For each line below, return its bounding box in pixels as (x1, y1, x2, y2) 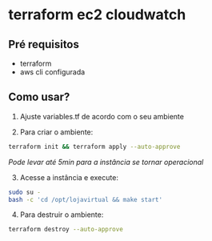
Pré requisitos (8, 38, 80, 51)
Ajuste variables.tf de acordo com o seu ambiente (19, 111, 184, 121)
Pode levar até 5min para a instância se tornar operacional (8, 157, 204, 167)
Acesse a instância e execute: (19, 172, 118, 182)
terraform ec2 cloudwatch (8, 6, 186, 24)
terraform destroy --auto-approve (8, 226, 124, 234)
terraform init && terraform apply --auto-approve (8, 143, 181, 151)
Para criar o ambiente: (19, 127, 94, 137)
